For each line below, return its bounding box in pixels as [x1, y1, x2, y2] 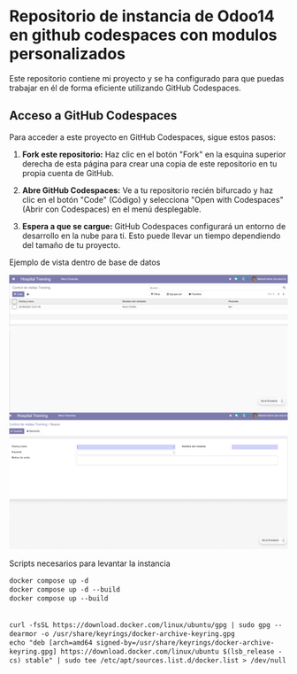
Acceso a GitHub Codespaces [9, 108, 178, 123]
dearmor [9, 629, 38, 639]
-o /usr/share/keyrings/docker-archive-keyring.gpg [41, 629, 236, 639]
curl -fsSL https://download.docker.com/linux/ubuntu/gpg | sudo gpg [9, 620, 271, 630]
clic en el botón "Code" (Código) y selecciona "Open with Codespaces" [21, 194, 285, 205]
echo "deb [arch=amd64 [9, 638, 93, 647]
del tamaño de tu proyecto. [21, 239, 121, 250]
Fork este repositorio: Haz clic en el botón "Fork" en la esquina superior [21, 149, 286, 159]
